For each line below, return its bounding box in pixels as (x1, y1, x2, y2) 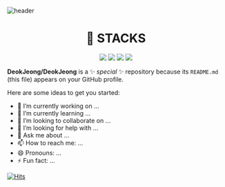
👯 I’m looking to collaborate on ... (17, 116, 111, 124)
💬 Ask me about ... (17, 131, 70, 139)
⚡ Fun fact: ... (17, 156, 55, 164)
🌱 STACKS (86, 31, 146, 46)
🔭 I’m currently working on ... (17, 102, 99, 110)
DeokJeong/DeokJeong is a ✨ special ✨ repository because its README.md (7, 67, 219, 76)
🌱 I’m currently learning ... (17, 109, 91, 117)
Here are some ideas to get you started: (7, 88, 121, 96)
